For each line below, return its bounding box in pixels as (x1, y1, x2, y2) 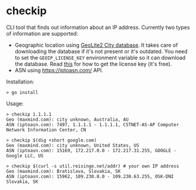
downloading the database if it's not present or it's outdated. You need (14, 47, 188, 54)
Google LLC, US (6, 153, 44, 159)
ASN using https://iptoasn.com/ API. (14, 66, 103, 73)
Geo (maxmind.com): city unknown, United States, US (6, 142, 140, 149)
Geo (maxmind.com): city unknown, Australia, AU (6, 117, 129, 123)
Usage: (6, 99, 24, 107)
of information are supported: (6, 30, 78, 37)
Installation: (6, 78, 34, 85)
